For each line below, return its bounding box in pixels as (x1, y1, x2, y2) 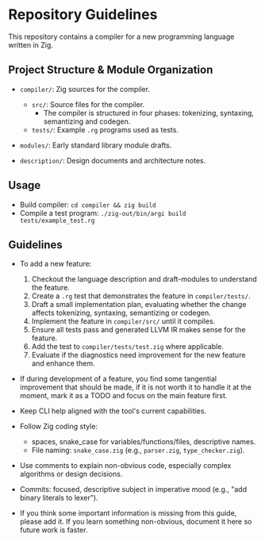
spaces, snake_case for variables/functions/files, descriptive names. (31, 437, 256, 447)
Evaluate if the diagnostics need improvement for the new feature (31, 351, 246, 360)
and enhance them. (31, 359, 95, 368)
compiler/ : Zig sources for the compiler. (19, 84, 151, 94)
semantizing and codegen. (43, 117, 131, 126)
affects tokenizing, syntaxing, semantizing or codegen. (31, 308, 212, 318)
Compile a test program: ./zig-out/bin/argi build (19, 208, 186, 217)
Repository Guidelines (8, 6, 158, 24)
